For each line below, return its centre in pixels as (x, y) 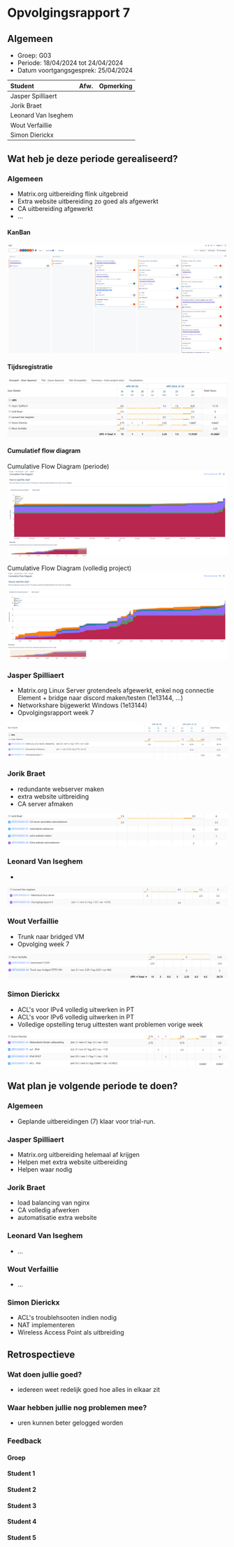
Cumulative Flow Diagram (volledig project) (70, 568)
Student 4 (22, 1522)
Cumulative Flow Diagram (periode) (58, 466)
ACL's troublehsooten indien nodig (67, 1318)
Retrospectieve (41, 1354)
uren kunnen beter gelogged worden (70, 1423)
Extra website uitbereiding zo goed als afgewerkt (88, 201)
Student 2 (22, 1489)
